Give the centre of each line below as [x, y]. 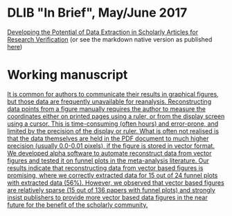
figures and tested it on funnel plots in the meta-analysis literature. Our [108, 160]
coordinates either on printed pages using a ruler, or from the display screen [116, 116]
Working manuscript [68, 75]
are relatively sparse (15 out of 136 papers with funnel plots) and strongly [111, 190]
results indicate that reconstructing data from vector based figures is [105, 167]
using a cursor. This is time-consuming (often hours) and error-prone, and [113, 124]
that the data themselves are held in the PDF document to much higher [108, 138]
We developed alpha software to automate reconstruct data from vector [109, 153]
